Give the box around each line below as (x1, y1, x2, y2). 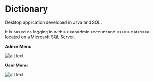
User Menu (5, 62, 28, 68)
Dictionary (5, 3, 48, 15)
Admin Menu (5, 43, 31, 49)
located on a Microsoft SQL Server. (5, 34, 75, 40)
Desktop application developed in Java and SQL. (5, 19, 102, 25)
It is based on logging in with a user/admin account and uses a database (5, 29, 150, 34)
